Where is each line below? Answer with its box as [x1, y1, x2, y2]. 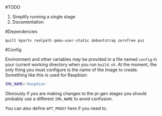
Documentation [12, 19, 44, 25]
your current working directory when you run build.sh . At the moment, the [5, 62, 157, 67]
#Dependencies [5, 29, 38, 34]
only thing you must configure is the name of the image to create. [5, 67, 138, 73]
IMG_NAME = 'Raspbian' [5, 81, 48, 86]
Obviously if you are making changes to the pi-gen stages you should [5, 90, 147, 96]
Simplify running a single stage [12, 14, 76, 19]
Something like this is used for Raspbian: [5, 72, 88, 78]
